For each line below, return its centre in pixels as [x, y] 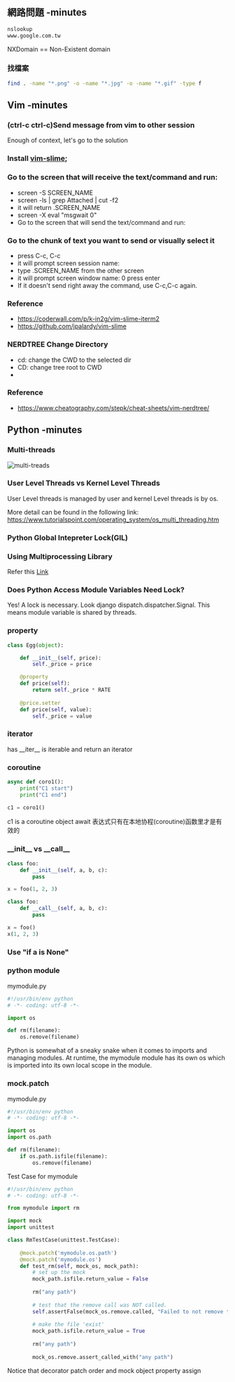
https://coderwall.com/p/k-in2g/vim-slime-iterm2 [88, 319]
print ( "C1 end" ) [44, 795]
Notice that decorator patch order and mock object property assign [104, 1370]
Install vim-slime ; [37, 158]
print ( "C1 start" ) [47, 788]
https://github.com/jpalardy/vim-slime [72, 326]
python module [34, 970]
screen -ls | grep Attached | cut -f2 [68, 200]
